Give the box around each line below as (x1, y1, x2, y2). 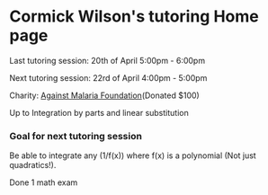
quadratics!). (9, 160, 57, 171)
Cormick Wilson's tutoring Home (9, 6, 259, 27)
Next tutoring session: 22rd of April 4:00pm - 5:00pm (9, 72, 208, 83)
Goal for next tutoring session (9, 129, 142, 142)
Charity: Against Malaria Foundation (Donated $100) (9, 90, 200, 101)
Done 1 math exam (9, 177, 78, 188)
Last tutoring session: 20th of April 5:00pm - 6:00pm (9, 55, 205, 66)
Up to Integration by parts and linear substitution (9, 107, 189, 118)
